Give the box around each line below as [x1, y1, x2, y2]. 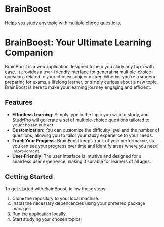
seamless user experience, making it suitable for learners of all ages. [12, 158, 151, 164]
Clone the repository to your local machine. [12, 195, 99, 201]
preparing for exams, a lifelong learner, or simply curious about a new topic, [5, 79, 158, 85]
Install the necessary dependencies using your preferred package [12, 200, 145, 206]
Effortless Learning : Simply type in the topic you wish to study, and [12, 111, 149, 117]
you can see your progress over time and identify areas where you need [12, 143, 158, 149]
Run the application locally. [12, 211, 67, 217]
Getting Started [5, 173, 53, 181]
